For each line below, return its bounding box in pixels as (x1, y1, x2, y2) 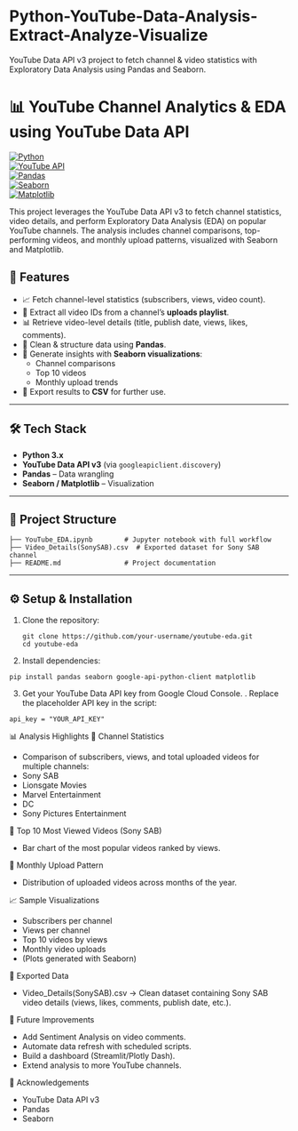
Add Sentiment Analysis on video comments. (21, 1031, 186, 1042)
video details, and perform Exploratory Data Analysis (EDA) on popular (9, 215, 267, 226)
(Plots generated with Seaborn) (21, 953, 137, 964)
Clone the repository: (21, 615, 100, 626)
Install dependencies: (21, 655, 101, 666)
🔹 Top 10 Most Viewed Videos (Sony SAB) (9, 825, 162, 837)
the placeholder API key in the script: (21, 698, 158, 709)
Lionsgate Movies (21, 780, 87, 790)
